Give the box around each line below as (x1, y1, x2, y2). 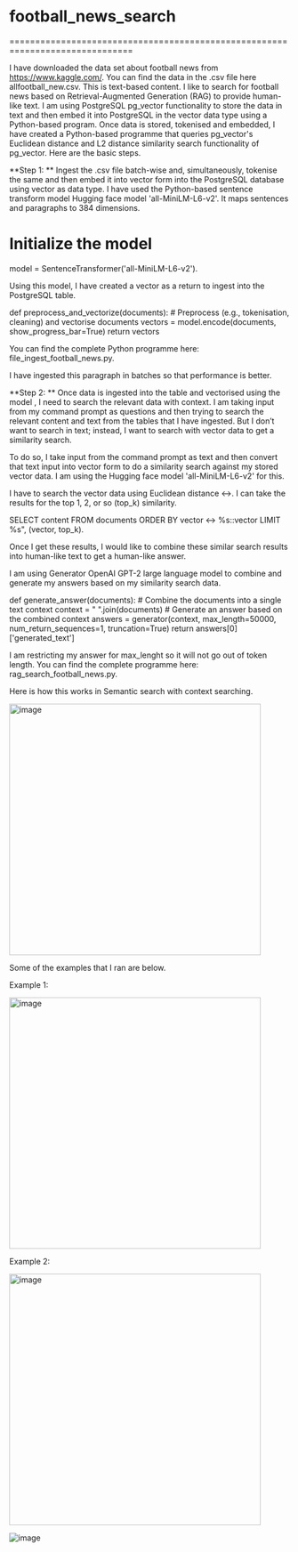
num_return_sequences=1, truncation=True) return (9, 623, 194, 634)
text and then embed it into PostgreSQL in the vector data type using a (9, 109, 268, 120)
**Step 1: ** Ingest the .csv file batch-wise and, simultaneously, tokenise (9, 165, 278, 175)
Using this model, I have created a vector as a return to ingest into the (9, 280, 265, 291)
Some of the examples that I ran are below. (9, 962, 166, 973)
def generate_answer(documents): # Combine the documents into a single (9, 594, 282, 605)
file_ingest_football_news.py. (9, 352, 115, 363)
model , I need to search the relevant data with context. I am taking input (9, 396, 275, 407)
